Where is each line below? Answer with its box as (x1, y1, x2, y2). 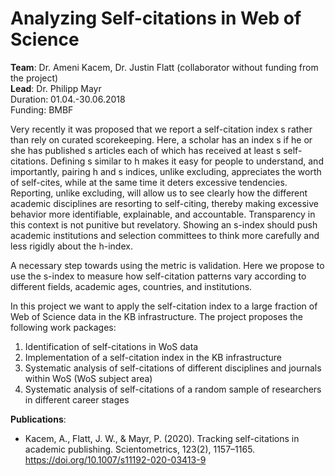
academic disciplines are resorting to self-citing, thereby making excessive (10, 197, 319, 209)
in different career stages (24, 393, 130, 406)
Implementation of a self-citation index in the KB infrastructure (24, 351, 282, 363)
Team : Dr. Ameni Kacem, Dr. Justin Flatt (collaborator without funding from (10, 61, 319, 73)
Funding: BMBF (10, 103, 74, 116)
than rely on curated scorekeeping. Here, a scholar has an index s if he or (10, 133, 313, 146)
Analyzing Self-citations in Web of (10, 7, 302, 30)
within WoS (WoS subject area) (24, 372, 153, 384)
